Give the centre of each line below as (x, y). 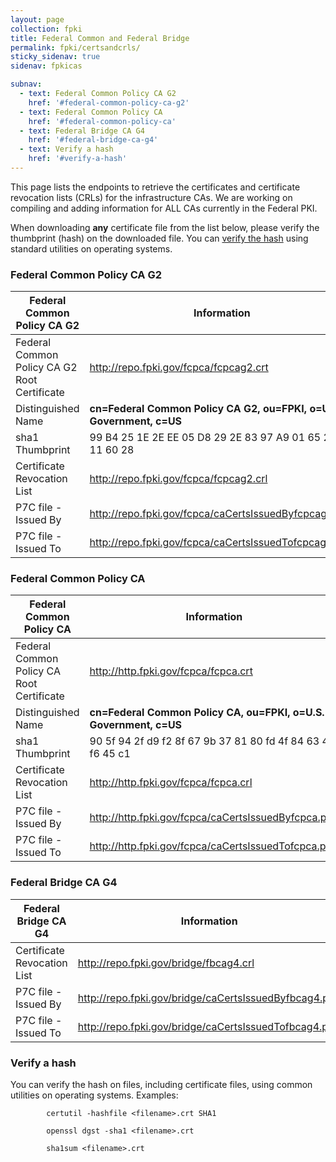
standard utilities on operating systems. (91, 248)
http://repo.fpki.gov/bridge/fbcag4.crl (166, 963)
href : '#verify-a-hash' (78, 159)
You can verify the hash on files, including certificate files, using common (161, 1085)
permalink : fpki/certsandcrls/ (75, 47)
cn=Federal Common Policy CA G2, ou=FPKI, (198, 409)
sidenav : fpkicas (46, 66)
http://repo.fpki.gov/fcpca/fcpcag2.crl (178, 479)
